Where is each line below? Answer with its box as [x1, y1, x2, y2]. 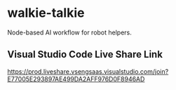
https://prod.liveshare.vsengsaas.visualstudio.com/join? [7, 67, 169, 75]
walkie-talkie [7, 5, 85, 21]
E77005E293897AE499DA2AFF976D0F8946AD [7, 75, 145, 83]
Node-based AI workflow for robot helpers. [7, 28, 132, 37]
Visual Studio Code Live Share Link [7, 49, 163, 60]
